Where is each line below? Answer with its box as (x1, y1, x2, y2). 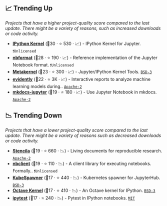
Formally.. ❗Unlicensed (12, 167, 58, 173)
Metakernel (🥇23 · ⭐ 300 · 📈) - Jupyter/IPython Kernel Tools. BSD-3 (12, 68, 152, 74)
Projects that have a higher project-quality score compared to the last (5, 19, 150, 26)
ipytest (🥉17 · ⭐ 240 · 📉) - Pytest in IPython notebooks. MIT (12, 194, 135, 201)
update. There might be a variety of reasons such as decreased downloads (5, 132, 161, 138)
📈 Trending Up (5, 4, 53, 12)
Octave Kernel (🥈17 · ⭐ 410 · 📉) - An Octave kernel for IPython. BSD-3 (12, 187, 156, 193)
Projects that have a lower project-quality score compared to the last (5, 127, 148, 133)
